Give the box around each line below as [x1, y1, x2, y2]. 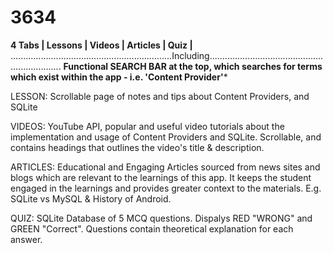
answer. [10, 233, 43, 245]
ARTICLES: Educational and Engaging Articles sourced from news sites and [10, 161, 321, 173]
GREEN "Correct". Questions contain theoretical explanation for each [10, 222, 294, 235]
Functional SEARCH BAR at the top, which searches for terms [63, 60, 323, 72]
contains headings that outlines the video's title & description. [10, 141, 265, 153]
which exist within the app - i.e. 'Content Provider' [10, 71, 224, 83]
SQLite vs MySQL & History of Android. [10, 192, 172, 205]
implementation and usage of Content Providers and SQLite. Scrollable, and [10, 131, 322, 143]
